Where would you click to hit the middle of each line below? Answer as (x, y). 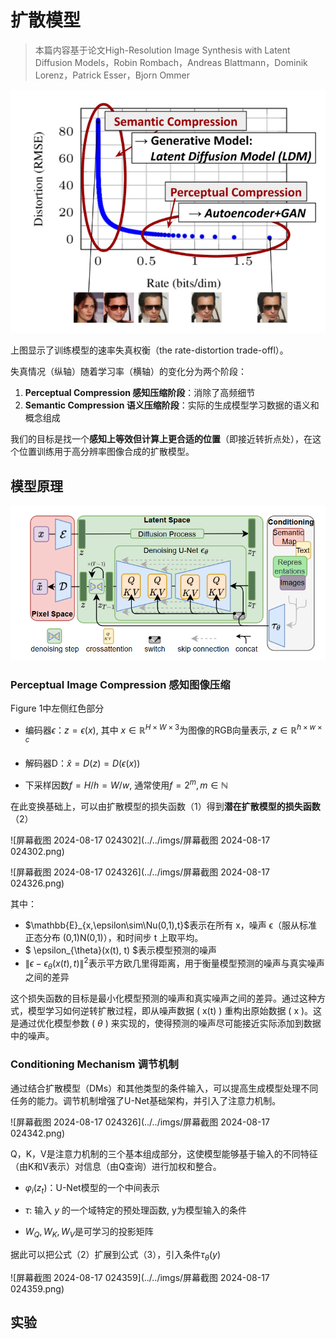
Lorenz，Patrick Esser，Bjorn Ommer (112, 75)
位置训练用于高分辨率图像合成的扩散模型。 (106, 452)
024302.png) (37, 851)
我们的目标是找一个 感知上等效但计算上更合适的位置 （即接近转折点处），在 (161, 439)
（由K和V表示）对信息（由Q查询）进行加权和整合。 (116, 1166)
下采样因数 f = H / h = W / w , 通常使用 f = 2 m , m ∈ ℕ (126, 784)
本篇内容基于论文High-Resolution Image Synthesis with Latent (162, 50)
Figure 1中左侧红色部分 (57, 708)
